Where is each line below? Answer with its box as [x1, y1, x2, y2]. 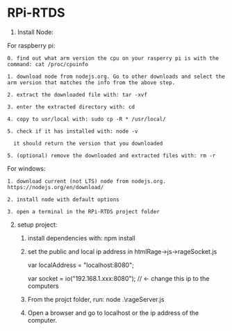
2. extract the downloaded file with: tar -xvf [7, 91, 148, 98]
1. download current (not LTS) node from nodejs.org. [7, 177, 167, 185]
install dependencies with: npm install [27, 234, 135, 242]
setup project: [17, 220, 58, 229]
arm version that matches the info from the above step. [7, 79, 176, 86]
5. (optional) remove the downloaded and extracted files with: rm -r [7, 152, 216, 159]
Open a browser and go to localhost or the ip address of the [27, 308, 199, 317]
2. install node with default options [7, 196, 119, 203]
